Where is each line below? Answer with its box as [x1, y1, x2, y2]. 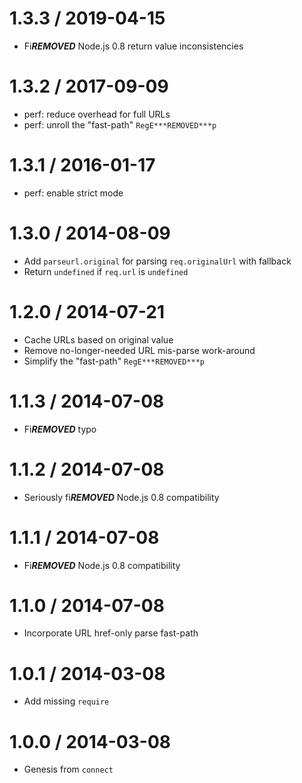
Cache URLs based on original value [23, 333, 174, 346]
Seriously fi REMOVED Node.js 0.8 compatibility [23, 491, 220, 503]
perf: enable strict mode [23, 187, 124, 199]
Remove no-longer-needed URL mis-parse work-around [23, 344, 256, 356]
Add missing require [23, 695, 110, 707]
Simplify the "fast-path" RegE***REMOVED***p [23, 355, 205, 367]
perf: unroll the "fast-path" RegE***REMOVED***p [23, 118, 217, 131]
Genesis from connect [23, 763, 114, 776]
